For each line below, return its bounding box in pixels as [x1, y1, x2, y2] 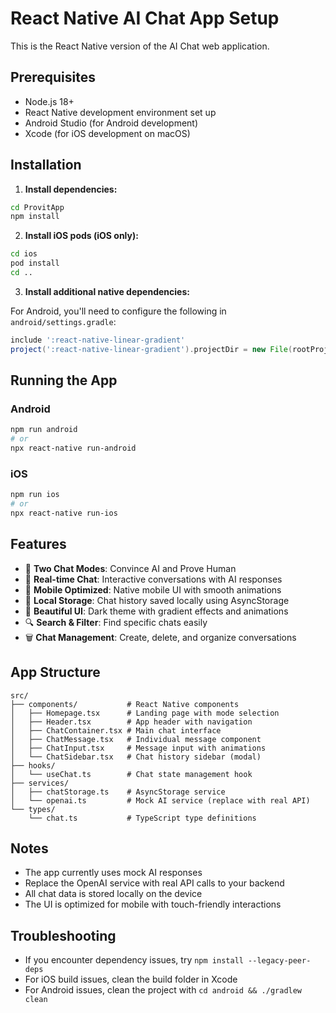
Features [10, 536, 67, 553]
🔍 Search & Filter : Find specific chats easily [24, 616, 208, 628]
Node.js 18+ [24, 95, 75, 107]
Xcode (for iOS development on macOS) [24, 127, 191, 139]
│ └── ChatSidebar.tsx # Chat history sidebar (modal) [10, 752, 262, 762]
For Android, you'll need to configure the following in [10, 305, 227, 317]
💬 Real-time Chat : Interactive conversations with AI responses [24, 573, 283, 585]
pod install [10, 258, 60, 269]
